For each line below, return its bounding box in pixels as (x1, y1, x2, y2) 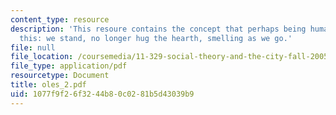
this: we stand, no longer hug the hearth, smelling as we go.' (19, 33, 293, 43)
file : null (10, 42, 56, 53)
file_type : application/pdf (10, 61, 128, 71)
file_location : (10, 52, 74, 62)
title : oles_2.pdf (10, 80, 87, 90)
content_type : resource (10, 14, 110, 25)
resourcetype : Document (10, 71, 110, 81)
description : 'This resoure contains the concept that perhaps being (10, 24, 307, 34)
